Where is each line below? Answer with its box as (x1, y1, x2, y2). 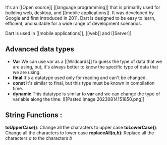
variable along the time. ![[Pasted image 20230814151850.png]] (12, 96, 145, 102)
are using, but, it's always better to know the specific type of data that (12, 63, 158, 70)
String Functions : (5, 111, 63, 120)
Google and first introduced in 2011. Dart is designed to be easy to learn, (5, 15, 155, 21)
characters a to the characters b (5, 135, 72, 141)
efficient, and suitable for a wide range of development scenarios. (5, 20, 142, 26)
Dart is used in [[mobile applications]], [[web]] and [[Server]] (5, 30, 132, 36)
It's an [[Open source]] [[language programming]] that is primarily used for (5, 5, 160, 10)
